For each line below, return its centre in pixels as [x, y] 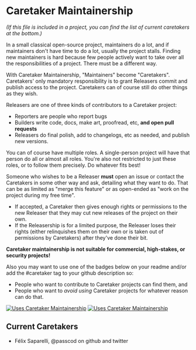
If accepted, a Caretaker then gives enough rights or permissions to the [101, 206]
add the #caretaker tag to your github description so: [70, 273]
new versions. [31, 141]
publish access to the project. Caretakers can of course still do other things [97, 87]
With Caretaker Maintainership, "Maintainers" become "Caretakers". [88, 75]
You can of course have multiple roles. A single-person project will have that [98, 152]
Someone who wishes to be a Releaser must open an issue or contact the [95, 176]
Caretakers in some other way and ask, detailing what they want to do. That [97, 183]
